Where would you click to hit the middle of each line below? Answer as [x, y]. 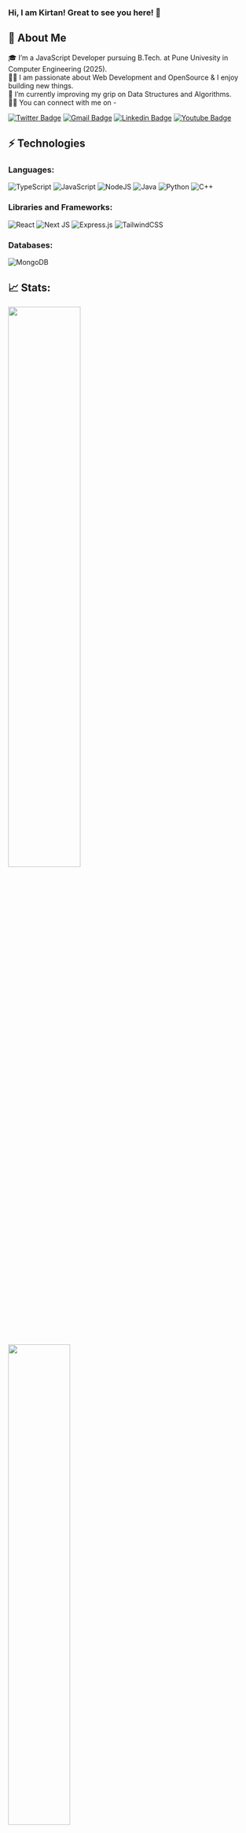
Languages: [31, 170]
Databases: [31, 245]
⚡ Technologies [47, 144]
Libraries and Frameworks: [61, 207]
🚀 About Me [37, 38]
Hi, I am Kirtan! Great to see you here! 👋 [84, 13]
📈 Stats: [29, 288]
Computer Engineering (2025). [58, 69]
